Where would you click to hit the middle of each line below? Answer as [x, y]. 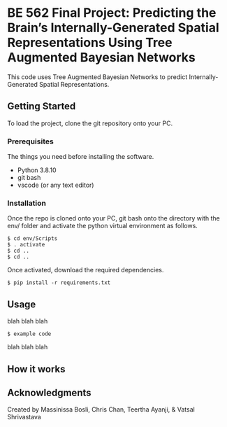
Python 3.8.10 [37, 170]
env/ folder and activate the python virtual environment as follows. [102, 226]
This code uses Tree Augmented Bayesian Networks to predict [97, 77]
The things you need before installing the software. [81, 157]
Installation [27, 203]
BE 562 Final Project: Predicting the [112, 13]
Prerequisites [30, 141]
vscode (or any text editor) [56, 185]
